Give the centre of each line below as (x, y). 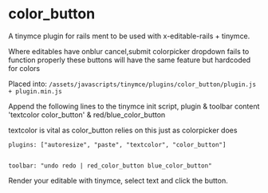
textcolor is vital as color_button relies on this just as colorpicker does (123, 130)
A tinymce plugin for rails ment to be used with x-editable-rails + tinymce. (129, 36)
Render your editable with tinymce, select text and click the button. (118, 180)
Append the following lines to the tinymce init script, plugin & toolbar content (134, 106)
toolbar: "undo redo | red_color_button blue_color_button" (110, 165)
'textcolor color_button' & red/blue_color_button (87, 114)
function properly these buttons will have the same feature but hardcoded (130, 60)
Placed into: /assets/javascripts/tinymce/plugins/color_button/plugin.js (132, 84)
